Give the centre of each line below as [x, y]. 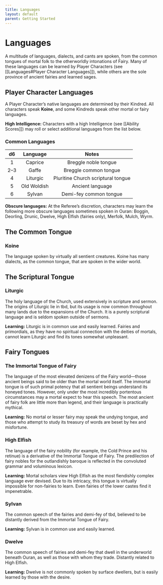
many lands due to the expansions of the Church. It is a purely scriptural [77, 312]
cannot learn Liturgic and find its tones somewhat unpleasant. [67, 336]
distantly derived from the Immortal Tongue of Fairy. [57, 520]
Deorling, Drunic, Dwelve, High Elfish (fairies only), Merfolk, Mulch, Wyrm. [79, 216]
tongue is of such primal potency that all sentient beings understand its [76, 387]
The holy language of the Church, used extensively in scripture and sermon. [81, 301]
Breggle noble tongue [92, 162]
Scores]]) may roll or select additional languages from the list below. [73, 129]
